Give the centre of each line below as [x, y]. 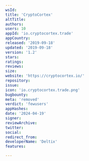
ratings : [14, 62]
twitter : [14, 128]
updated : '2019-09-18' [29, 48]
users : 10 [16, 29]
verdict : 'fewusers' [27, 104]
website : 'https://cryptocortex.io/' [45, 76]
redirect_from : [21, 137]
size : [11, 71]
